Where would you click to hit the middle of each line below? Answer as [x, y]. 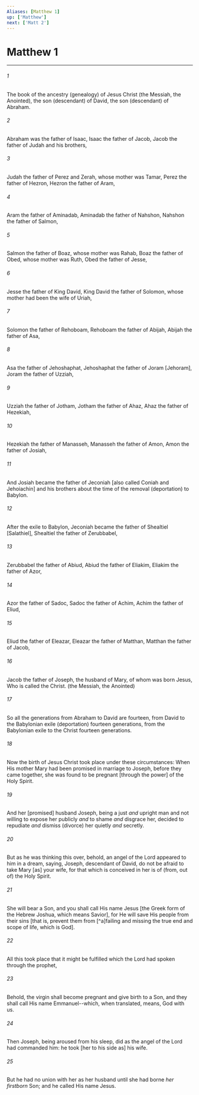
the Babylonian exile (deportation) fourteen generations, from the [86, 724]
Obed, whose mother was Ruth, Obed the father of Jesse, [77, 260]
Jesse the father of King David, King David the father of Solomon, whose [95, 291]
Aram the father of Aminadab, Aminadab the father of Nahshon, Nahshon [96, 215]
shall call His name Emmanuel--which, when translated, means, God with [96, 1003]
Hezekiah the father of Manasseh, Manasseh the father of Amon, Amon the [98, 444]
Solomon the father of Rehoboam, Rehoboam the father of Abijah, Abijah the [99, 330]
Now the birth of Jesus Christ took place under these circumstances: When [99, 762]
